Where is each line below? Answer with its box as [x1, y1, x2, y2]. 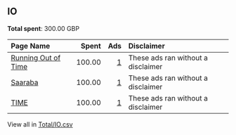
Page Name [11, 41, 51, 51]
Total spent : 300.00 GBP [7, 24, 79, 32]
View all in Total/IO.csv [7, 120, 73, 129]
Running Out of [11, 53, 61, 63]
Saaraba [11, 77, 39, 87]
